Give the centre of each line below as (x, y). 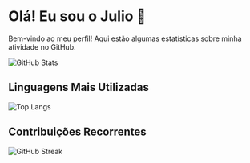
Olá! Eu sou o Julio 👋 (77, 16)
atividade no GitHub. (42, 46)
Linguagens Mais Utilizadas (79, 87)
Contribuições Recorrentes (77, 132)
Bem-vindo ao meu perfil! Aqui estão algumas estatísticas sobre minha (125, 38)
